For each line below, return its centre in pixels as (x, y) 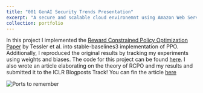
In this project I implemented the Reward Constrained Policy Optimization (97, 40)
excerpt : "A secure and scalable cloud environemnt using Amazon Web (96, 18)
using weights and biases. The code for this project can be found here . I (96, 59)
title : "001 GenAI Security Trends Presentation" (70, 12)
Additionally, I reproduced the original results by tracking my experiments (98, 53)
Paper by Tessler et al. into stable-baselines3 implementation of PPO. (92, 46)
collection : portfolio (35, 23)
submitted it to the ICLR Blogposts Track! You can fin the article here (92, 72)
